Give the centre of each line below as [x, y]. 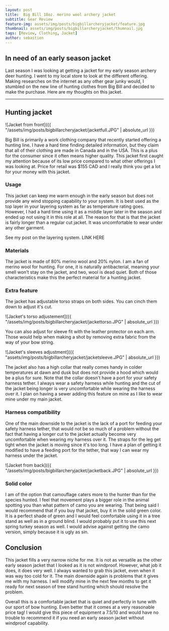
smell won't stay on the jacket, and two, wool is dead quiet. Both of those [81, 272]
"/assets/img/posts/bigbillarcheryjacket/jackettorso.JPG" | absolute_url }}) [82, 322]
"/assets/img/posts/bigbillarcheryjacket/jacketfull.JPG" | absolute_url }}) [80, 130]
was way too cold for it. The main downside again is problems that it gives [82, 576]
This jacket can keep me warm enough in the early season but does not [79, 195]
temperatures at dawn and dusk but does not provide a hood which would [82, 372]
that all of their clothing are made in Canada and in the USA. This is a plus [81, 150]
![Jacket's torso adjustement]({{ [38, 317]
